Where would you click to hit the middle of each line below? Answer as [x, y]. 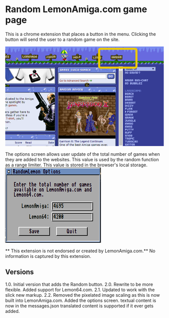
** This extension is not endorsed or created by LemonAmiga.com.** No [80, 251]
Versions [20, 272]
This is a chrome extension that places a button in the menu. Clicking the [80, 34]
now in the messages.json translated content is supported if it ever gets [79, 306]
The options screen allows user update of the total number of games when [82, 154]
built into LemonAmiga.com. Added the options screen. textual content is [81, 300]
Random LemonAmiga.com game [76, 9]
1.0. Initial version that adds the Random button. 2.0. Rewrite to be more [79, 284]
